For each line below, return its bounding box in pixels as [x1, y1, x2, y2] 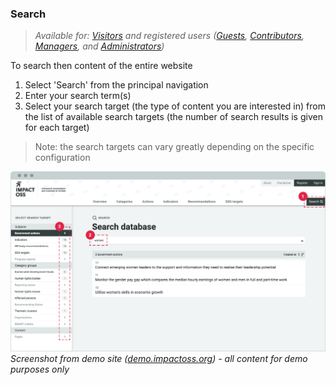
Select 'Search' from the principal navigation [24, 79, 209, 91]
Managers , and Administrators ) [34, 40, 165, 52]
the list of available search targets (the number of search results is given [24, 111, 323, 123]
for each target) [24, 122, 90, 134]
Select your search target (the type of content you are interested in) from [24, 100, 326, 112]
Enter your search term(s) [24, 90, 132, 102]
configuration [34, 152, 91, 164]
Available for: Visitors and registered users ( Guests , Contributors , [34, 30, 305, 42]
